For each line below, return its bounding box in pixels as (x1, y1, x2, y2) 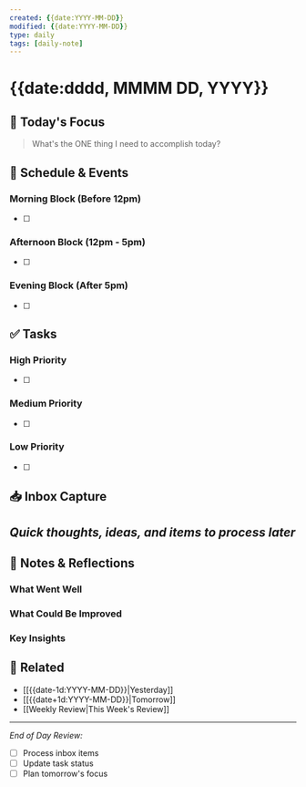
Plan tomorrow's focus (22, 768, 108, 779)
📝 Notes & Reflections (9, 555, 135, 571)
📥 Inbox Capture (9, 489, 107, 504)
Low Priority (9, 440, 66, 453)
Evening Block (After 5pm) (9, 279, 129, 292)
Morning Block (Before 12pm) (9, 192, 141, 205)
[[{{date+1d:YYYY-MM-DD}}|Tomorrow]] (22, 694, 176, 705)
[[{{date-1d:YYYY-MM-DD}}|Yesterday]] (22, 684, 174, 695)
